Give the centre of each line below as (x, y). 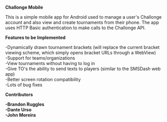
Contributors (19, 95)
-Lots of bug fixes (24, 85)
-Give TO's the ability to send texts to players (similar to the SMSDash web (83, 69)
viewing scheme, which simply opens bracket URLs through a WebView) (81, 53)
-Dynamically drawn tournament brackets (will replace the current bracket (82, 47)
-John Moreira (21, 115)
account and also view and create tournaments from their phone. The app (82, 22)
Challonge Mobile (24, 7)
